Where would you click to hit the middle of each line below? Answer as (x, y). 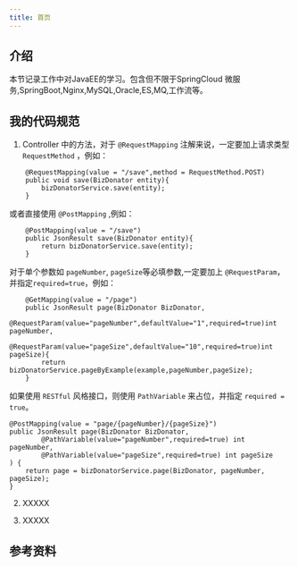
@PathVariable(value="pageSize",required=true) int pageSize (157, 456)
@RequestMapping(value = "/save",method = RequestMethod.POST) (145, 173)
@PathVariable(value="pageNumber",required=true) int (143, 440)
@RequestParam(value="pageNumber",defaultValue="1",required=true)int (143, 324)
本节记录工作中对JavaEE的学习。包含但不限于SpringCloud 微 (121, 79)
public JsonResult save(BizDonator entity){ (109, 239)
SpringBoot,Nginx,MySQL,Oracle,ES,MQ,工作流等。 (113, 90)
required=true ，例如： (74, 283)
